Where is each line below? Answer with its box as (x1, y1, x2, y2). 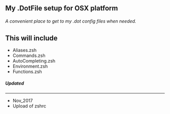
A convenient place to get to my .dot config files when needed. (5, 18, 137, 24)
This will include (5, 34, 58, 42)
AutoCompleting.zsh (12, 58, 56, 64)
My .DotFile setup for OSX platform (5, 4, 118, 13)
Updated (5, 80, 24, 86)
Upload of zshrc (12, 103, 47, 109)
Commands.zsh (12, 52, 46, 59)
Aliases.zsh (12, 47, 37, 53)
